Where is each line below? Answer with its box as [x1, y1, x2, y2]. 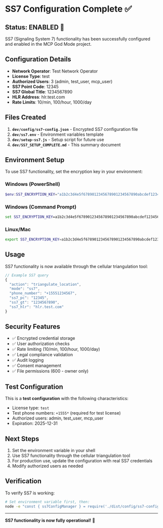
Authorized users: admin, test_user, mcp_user [12, 415, 104, 421]
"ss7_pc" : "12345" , [9, 295, 49, 300]
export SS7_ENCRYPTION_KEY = [5, 237, 62, 242]
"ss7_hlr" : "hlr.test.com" [9, 304, 64, 310]
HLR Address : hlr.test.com [12, 94, 65, 100]
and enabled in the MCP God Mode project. [5, 41, 92, 47]
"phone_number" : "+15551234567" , [9, 291, 77, 296]
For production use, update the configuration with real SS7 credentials [12, 458, 153, 464]
